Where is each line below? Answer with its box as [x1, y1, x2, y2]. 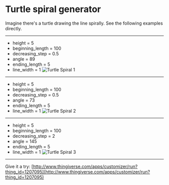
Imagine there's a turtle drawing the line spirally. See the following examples [5, 20, 163, 26]
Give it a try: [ [5, 163, 34, 169]
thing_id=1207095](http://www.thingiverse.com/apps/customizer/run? [5, 168, 150, 174]
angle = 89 [12, 56, 35, 62]
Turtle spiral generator [5, 4, 101, 15]
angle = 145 [12, 138, 37, 144]
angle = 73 [12, 97, 35, 103]
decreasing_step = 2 [12, 133, 55, 139]
